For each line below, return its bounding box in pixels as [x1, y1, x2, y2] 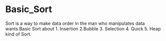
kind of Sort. [5, 31, 32, 37]
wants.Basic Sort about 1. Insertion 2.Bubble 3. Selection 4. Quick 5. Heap [5, 25, 161, 31]
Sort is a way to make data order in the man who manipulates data [5, 20, 145, 26]
